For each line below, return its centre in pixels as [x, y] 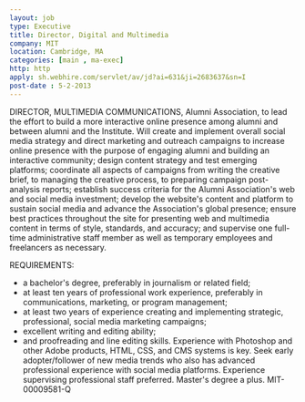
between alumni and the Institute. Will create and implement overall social [147, 131]
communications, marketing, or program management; [125, 302]
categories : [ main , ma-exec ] [67, 60]
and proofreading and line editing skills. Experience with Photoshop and [158, 340]
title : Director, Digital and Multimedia [89, 35]
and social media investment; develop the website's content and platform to [152, 199]
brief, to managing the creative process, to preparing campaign [128, 180]
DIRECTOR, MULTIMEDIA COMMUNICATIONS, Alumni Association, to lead [148, 111]
